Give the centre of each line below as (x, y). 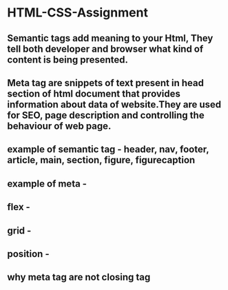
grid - (19, 230)
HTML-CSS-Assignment (77, 13)
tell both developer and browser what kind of (105, 49)
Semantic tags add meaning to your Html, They (110, 38)
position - (28, 254)
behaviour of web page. (59, 126)
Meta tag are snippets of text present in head (106, 83)
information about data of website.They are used (114, 104)
